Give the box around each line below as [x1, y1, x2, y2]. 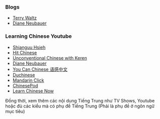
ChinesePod [12, 82, 38, 88]
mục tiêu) [5, 108, 25, 114]
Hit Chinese [12, 49, 37, 56]
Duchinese [12, 72, 35, 78]
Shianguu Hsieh [12, 44, 46, 50]
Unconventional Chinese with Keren [12, 55, 87, 61]
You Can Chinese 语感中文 [12, 66, 68, 72]
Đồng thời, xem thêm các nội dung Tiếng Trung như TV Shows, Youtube [5, 97, 155, 103]
